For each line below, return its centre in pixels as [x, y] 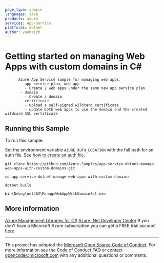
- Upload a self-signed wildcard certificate [72, 105]
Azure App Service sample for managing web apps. [69, 79]
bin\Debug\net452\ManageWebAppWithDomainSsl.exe [55, 194]
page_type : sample [24, 9]
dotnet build [18, 185]
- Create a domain [43, 96]
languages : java [21, 14]
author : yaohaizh [23, 32]
